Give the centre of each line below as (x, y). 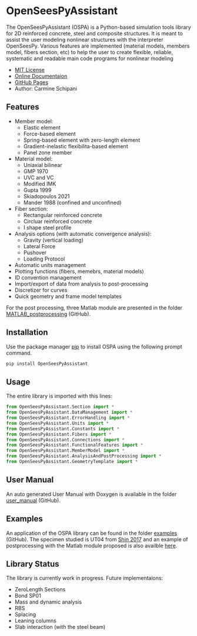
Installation (27, 333)
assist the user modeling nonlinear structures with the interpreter (85, 39)
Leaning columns (36, 621)
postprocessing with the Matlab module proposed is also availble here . (92, 545)
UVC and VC (39, 177)
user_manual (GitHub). (33, 500)
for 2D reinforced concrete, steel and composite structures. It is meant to (95, 33)
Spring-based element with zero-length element (82, 140)
